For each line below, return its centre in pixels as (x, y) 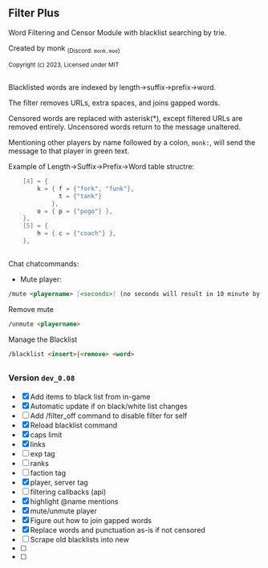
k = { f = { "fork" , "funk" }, (86, 189)
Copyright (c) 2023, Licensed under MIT (64, 65)
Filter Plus (34, 13)
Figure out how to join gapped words (91, 520)
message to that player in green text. (69, 151)
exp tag (43, 453)
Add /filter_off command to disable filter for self (109, 416)
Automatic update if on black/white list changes (109, 406)
